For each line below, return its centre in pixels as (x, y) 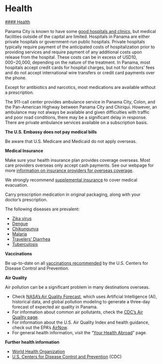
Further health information (32, 342)
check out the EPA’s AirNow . (40, 327)
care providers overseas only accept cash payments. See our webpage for (79, 165)
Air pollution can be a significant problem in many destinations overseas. (77, 287)
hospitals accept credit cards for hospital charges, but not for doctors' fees (80, 67)
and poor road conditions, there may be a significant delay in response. (76, 117)
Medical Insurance (24, 151)
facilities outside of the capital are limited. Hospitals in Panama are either (77, 36)
